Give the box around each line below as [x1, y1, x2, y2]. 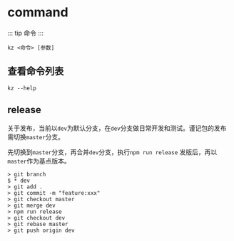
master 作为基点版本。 [7, 156, 71, 165]
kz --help [7, 85, 37, 92]
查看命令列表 [7, 65, 64, 77]
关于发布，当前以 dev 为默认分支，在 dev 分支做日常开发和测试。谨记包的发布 [7, 124, 227, 132]
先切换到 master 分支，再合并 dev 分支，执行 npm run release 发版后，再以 [7, 147, 218, 156]
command [7, 4, 69, 21]
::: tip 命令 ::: [7, 28, 44, 37]
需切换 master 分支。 [7, 132, 64, 141]
